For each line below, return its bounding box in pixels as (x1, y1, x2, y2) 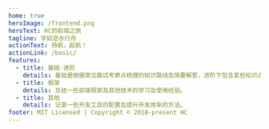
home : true (8, 11, 45, 20)
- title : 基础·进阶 (15, 64, 76, 72)
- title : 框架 (15, 79, 60, 87)
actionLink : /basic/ (8, 49, 78, 57)
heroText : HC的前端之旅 (8, 26, 82, 34)
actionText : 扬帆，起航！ (8, 42, 88, 50)
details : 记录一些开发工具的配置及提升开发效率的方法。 (22, 101, 187, 109)
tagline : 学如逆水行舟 (8, 34, 77, 42)
